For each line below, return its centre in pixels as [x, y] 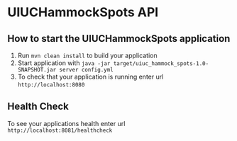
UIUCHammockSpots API [83, 12]
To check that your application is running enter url [90, 77]
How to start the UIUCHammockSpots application [119, 39]
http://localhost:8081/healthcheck [60, 130]
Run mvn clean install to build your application [87, 55]
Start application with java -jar [64, 63]
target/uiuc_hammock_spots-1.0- [161, 64]
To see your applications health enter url [66, 123]
